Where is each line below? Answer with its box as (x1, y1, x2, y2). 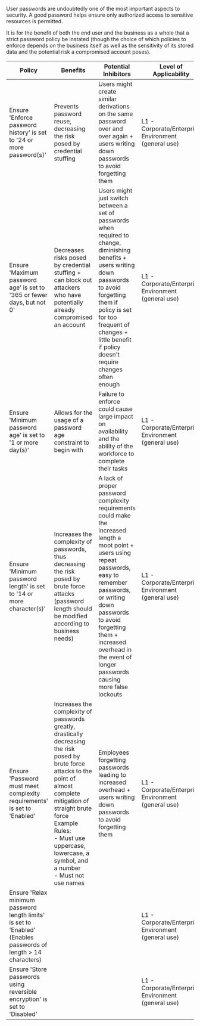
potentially (54, 298, 83, 306)
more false (98, 683, 129, 691)
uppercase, (54, 842, 86, 850)
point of (54, 774, 76, 783)
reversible (9, 988, 37, 996)
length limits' (9, 911, 45, 919)
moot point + (98, 541, 135, 549)
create (98, 88, 117, 95)
